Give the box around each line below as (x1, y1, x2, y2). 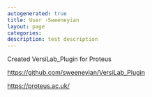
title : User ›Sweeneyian (7, 17, 79, 24)
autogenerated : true (7, 10, 68, 17)
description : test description (7, 36, 98, 43)
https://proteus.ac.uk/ (7, 82, 70, 90)
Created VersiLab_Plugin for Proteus (7, 55, 112, 63)
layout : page (7, 23, 45, 30)
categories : (7, 29, 42, 37)
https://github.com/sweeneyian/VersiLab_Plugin (7, 69, 145, 77)
